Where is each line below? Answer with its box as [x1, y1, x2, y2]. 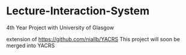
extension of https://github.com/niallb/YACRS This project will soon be [6, 35, 181, 42]
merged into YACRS [6, 42, 55, 49]
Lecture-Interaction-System [6, 4, 150, 18]
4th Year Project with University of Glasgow [6, 24, 115, 31]
